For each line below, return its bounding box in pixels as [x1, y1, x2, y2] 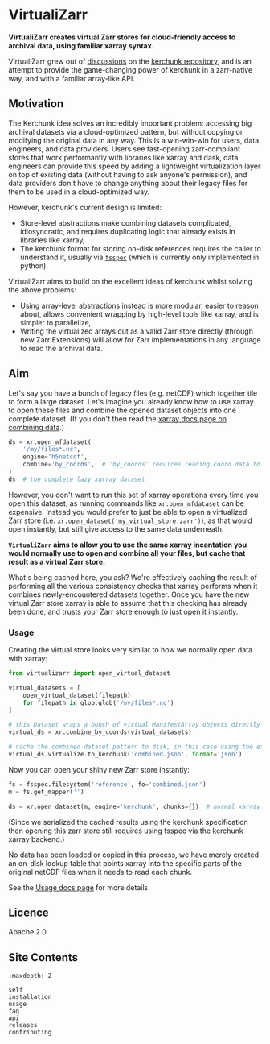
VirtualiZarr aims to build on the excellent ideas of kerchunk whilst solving [8, 276, 253, 286]
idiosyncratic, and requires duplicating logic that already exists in [19, 226, 235, 236]
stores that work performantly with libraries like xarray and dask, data [8, 152, 239, 162]
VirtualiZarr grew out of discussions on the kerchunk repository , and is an [8, 56, 252, 66]
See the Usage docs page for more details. [8, 882, 150, 892]
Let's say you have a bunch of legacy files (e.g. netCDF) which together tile [8, 388, 258, 398]
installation [8, 993, 52, 1001]
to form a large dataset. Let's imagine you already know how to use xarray [8, 396, 255, 406]
